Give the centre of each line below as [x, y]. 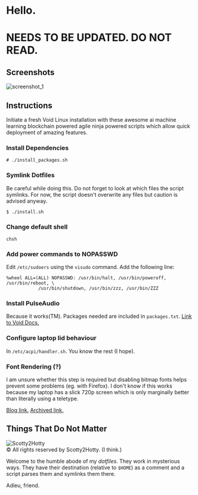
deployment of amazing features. [47, 132]
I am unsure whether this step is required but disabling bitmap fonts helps [97, 380]
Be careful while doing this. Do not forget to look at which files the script [95, 188]
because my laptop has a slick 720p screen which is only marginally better [98, 392]
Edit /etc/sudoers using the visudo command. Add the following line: [90, 267]
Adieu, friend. [23, 485]
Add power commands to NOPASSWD [62, 254]
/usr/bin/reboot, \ [30, 283]
